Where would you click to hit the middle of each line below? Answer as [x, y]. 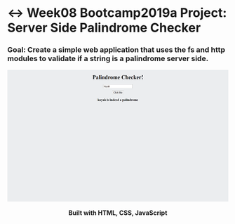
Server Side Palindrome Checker [104, 28]
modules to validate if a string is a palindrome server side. [108, 59]
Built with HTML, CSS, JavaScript [118, 213]
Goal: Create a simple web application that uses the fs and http [116, 50]
